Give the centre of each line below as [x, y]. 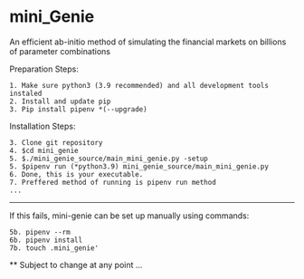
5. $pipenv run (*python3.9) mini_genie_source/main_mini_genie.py [139, 166]
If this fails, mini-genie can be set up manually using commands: [129, 216]
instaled [26, 93]
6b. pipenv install [46, 240]
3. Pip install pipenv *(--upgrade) [78, 109]
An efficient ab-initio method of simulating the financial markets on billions [148, 42]
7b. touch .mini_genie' [54, 248]
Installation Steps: [43, 126]
